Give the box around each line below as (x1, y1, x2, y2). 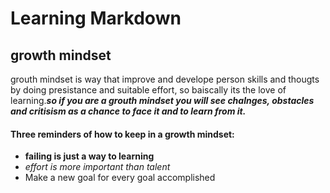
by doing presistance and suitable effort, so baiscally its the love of (10, 84, 287, 96)
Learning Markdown (10, 7, 182, 30)
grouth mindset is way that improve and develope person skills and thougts (10, 73, 320, 85)
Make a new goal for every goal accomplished (24, 172, 216, 184)
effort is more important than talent (24, 161, 171, 173)
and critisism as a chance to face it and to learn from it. (10, 105, 247, 117)
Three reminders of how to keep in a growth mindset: (10, 128, 235, 140)
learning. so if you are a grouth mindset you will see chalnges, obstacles (10, 95, 315, 106)
